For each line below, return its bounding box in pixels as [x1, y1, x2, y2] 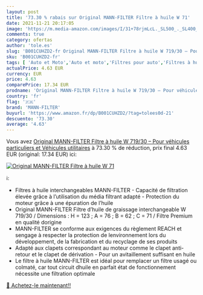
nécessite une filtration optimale [14, 270, 95, 277]
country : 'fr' [6, 93, 42, 99]
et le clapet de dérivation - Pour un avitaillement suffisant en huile [31, 251, 195, 258]
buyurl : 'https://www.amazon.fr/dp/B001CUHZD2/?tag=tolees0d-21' [6, 110, 174, 116]
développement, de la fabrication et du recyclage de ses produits [14, 238, 178, 245]
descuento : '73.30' [6, 115, 56, 122]
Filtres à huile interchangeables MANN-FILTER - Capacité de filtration [14, 187, 188, 194]
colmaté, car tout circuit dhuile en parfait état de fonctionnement [14, 264, 176, 271]
